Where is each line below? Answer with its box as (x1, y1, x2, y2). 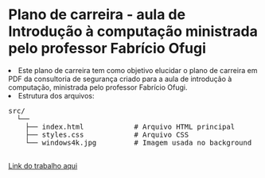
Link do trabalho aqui (8, 161, 78, 170)
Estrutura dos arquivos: (18, 91, 95, 100)
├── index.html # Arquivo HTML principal (25, 122, 236, 131)
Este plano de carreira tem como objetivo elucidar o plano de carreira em (18, 65, 258, 75)
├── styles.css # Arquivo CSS (25, 130, 189, 139)
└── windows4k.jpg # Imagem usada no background (25, 137, 252, 147)
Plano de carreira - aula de (8, 6, 185, 24)
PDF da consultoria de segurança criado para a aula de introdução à (8, 74, 232, 83)
